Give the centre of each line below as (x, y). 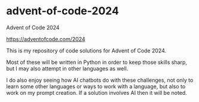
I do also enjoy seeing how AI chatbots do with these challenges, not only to (100, 80)
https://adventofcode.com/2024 (46, 39)
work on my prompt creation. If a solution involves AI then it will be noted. (97, 92)
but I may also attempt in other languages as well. (67, 68)
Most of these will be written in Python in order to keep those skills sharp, (97, 62)
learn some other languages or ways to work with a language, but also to (96, 86)
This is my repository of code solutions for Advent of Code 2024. (86, 50)
